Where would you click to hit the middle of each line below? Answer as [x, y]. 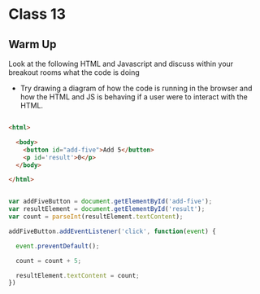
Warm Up [32, 44]
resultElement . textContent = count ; [78, 275]
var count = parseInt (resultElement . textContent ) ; [96, 217]
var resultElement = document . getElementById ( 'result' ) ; [107, 209]
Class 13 [37, 14]
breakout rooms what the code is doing [74, 72]
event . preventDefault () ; [58, 246]
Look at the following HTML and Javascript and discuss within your [121, 64]
